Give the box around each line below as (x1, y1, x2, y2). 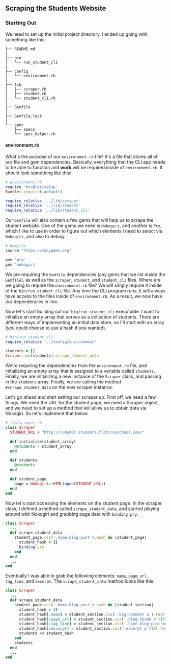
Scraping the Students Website (5, 4, 106, 13)
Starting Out (5, 19, 37, 27)
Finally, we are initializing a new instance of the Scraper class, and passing (5, 373, 161, 380)
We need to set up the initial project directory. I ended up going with (5, 31, 148, 37)
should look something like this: (5, 170, 72, 176)
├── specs (14, 127, 36, 132)
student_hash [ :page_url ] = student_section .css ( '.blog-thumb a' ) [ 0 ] (18, 616, 167, 622)
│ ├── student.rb (5, 91, 47, 96)
